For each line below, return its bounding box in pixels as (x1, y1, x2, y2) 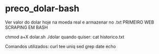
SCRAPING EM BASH (5, 24, 48, 30)
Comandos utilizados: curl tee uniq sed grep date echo (5, 43, 116, 49)
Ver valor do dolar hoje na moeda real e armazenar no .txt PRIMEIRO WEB (5, 19, 155, 25)
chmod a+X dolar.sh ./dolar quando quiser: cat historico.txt (5, 34, 124, 40)
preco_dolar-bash (5, 3, 79, 14)
